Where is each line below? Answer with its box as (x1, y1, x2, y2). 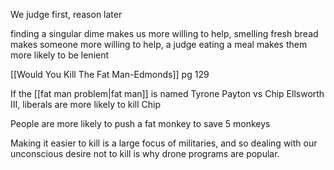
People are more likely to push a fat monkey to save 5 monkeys (10, 118, 271, 129)
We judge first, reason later (10, 9, 123, 20)
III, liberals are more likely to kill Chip (10, 99, 162, 110)
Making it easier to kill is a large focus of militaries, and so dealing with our (10, 137, 318, 149)
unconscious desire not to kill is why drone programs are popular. (10, 148, 280, 159)
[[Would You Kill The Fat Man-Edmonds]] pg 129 (10, 69, 210, 80)
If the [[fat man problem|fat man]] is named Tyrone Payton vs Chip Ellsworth (10, 88, 325, 99)
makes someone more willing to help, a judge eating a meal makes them (10, 39, 308, 50)
